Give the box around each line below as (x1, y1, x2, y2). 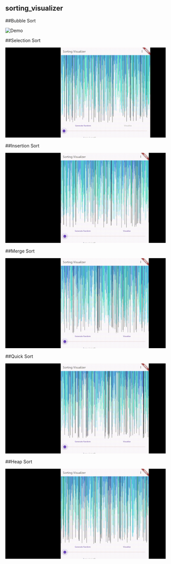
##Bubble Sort (5, 17, 36, 23)
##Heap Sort (5, 458, 33, 465)
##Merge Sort (5, 248, 35, 254)
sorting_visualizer (5, 4, 64, 13)
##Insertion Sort (5, 143, 40, 149)
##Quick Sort (5, 353, 34, 359)
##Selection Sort (5, 37, 41, 43)
